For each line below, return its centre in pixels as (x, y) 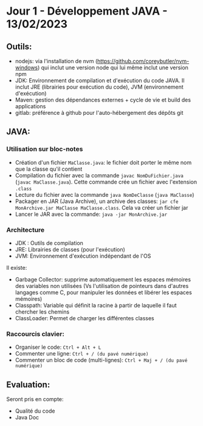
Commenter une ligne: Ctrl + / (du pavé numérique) (82, 354)
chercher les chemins (42, 312)
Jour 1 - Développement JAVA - (87, 11)
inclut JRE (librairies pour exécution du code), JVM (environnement (99, 87)
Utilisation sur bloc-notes (45, 149)
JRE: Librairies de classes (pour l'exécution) (70, 249)
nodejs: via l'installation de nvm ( (56, 61)
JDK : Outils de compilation (49, 243)
